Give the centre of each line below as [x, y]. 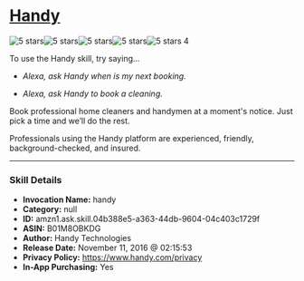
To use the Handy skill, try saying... [75, 58]
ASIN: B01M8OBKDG [62, 228]
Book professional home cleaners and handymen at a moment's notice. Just [151, 111]
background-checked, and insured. [75, 148]
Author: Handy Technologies [77, 238]
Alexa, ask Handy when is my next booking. [104, 76]
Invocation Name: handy [69, 199]
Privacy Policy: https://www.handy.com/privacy [112, 257]
